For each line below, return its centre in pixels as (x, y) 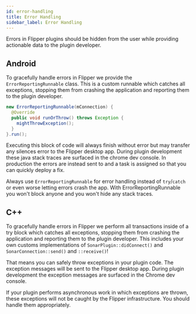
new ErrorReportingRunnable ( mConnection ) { (60, 107)
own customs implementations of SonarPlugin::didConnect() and (85, 245)
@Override (23, 113)
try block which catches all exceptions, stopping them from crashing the (93, 233)
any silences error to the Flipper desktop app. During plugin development (94, 151)
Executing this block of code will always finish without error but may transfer (98, 145)
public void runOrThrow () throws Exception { (68, 118)
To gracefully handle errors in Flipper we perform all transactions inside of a (97, 226)
